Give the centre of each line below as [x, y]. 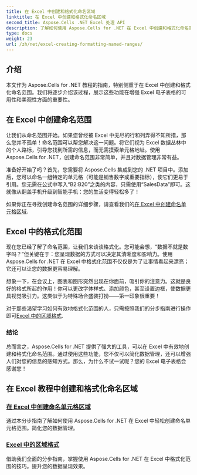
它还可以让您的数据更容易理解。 [45, 269]
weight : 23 [19, 39]
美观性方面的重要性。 [47, 99]
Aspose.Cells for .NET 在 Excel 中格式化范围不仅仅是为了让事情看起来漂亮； [98, 261]
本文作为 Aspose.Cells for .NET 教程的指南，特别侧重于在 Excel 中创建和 [93, 85]
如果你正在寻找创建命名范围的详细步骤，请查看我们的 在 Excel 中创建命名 [94, 204]
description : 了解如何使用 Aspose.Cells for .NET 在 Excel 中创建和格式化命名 [98, 28]
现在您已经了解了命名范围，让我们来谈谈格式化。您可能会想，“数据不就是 [95, 247]
